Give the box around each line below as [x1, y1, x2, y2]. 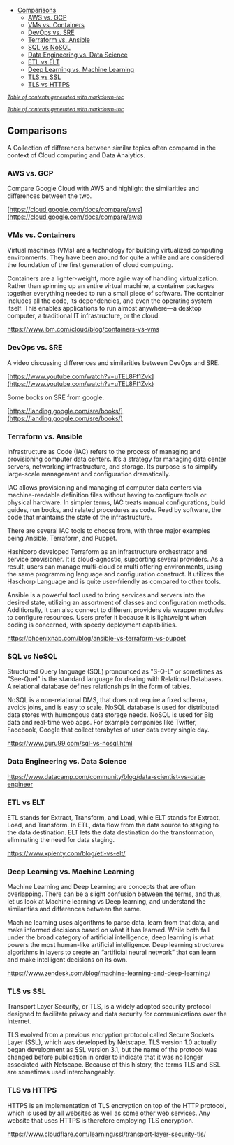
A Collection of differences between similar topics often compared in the [7, 143, 217, 152]
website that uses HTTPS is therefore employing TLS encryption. [7, 1116, 194, 1125]
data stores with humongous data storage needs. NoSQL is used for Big [7, 711, 214, 719]
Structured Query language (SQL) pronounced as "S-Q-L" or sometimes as [7, 667, 223, 676]
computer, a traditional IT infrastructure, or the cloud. [7, 311, 161, 320]
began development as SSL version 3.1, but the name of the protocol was [7, 1046, 217, 1054]
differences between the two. [7, 192, 92, 200]
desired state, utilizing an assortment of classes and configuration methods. [7, 598, 226, 606]
